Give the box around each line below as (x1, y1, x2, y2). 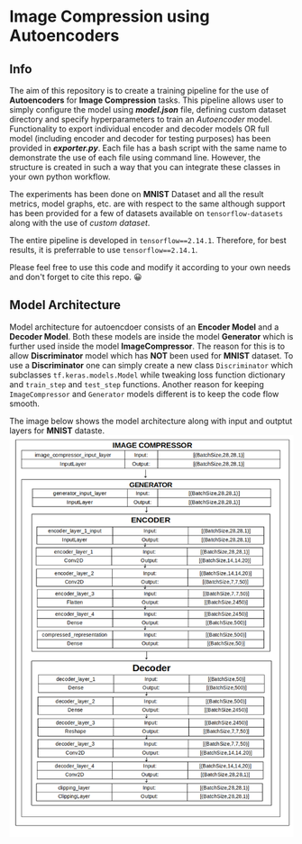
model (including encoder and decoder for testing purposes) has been (9, 133, 271, 143)
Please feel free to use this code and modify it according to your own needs (9, 262, 291, 272)
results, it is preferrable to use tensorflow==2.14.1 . (9, 245, 198, 255)
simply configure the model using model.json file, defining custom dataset (9, 104, 287, 114)
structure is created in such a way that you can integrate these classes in (9, 162, 281, 172)
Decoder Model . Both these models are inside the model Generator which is (9, 331, 294, 341)
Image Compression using (9, 6, 210, 27)
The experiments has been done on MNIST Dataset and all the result (9, 189, 264, 199)
